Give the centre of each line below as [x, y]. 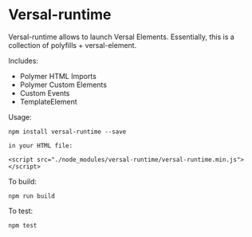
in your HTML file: [41, 145]
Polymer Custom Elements [63, 85]
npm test [23, 225]
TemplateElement [48, 101]
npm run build [32, 196]
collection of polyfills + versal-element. [73, 45]
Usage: [20, 117]
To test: [21, 211]
